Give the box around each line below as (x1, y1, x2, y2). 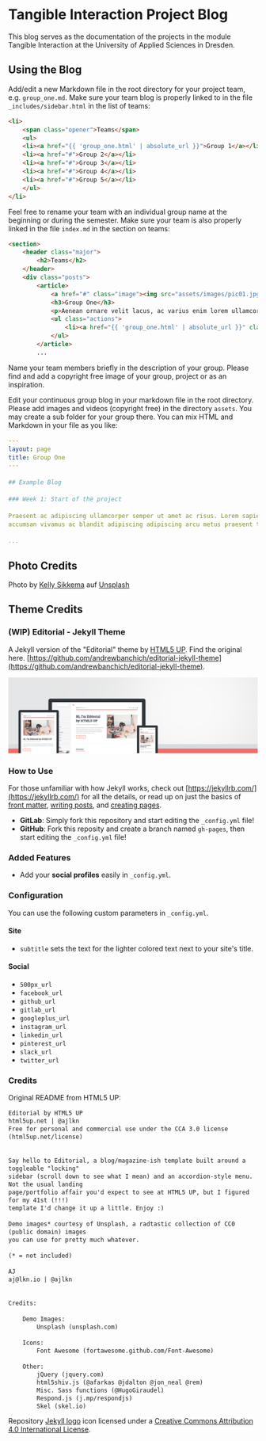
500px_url (19, 981, 53, 989)
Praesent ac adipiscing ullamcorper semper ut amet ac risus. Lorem (8, 512, 239, 520)
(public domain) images (8, 1228, 87, 1237)
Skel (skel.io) (36, 1402, 87, 1411)
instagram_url (19, 1023, 66, 1031)
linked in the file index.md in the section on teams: (8, 223, 170, 233)
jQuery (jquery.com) (36, 1370, 104, 1379)
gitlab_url (19, 1006, 56, 1014)
